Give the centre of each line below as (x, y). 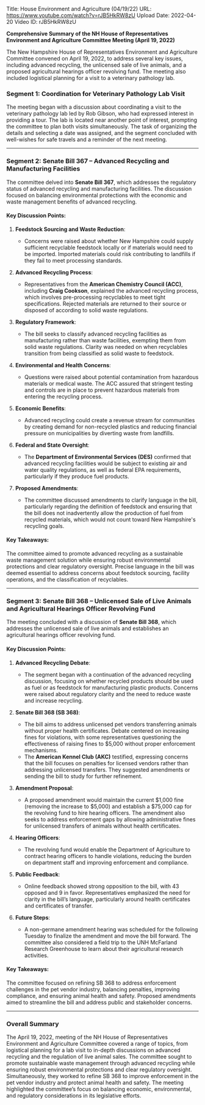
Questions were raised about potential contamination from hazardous (111, 377)
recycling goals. (44, 526)
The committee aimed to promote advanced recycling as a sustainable (95, 553)
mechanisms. (41, 750)
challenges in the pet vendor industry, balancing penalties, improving (93, 989)
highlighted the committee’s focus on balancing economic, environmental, (99, 1089)
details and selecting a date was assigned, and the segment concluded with (102, 133)
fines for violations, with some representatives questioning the (103, 737)
